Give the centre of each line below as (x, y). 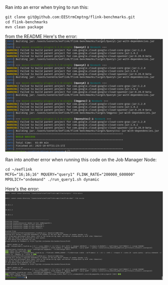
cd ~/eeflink (19, 170)
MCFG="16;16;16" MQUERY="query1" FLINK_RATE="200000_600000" (70, 175)
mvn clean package (24, 27)
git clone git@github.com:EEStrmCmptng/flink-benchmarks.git (70, 17)
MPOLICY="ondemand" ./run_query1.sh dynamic (52, 180)
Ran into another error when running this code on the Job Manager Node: (81, 160)
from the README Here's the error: (41, 36)
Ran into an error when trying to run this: (47, 7)
